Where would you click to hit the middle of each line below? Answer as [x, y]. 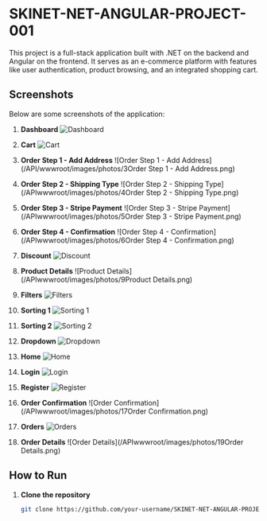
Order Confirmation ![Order [66, 402]
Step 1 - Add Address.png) [192, 169]
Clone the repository [55, 495]
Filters [31, 294]
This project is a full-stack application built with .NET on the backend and [129, 52]
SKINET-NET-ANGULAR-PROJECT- [128, 14]
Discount [36, 255]
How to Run [38, 475]
